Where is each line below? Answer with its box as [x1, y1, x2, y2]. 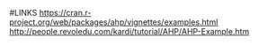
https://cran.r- [39, 8, 92, 18]
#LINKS [9, 8, 38, 18]
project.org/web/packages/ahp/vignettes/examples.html [9, 17, 219, 27]
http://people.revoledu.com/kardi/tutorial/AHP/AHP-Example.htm [9, 26, 250, 36]
